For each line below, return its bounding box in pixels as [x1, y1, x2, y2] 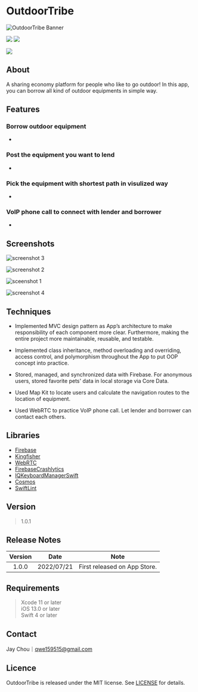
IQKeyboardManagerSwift [14, 471, 79, 479]
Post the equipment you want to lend [6, 151, 115, 159]
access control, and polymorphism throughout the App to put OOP [14, 353, 178, 360]
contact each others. [14, 413, 66, 420]
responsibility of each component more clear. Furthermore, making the [14, 329, 189, 336]
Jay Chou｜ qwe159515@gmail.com [6, 645, 92, 653]
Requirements [6, 583, 60, 593]
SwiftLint [14, 484, 37, 491]
